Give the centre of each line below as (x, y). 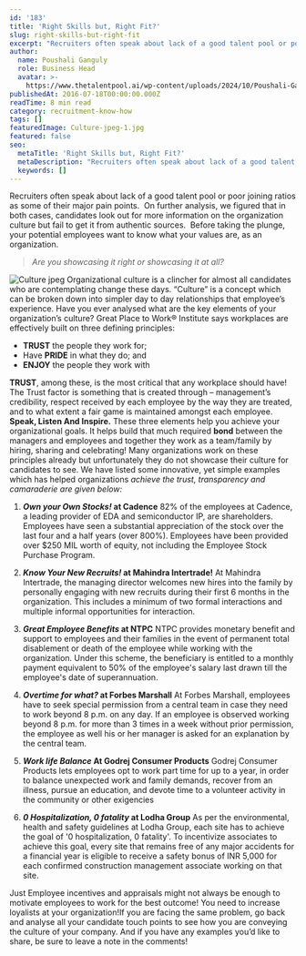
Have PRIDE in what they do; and (85, 355)
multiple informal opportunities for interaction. (109, 612)
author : (24, 52)
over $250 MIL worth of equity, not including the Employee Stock (144, 545)
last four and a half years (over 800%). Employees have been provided (155, 536)
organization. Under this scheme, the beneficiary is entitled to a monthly (158, 658)
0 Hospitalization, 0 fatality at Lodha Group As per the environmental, (156, 818)
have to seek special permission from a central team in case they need (155, 705)
